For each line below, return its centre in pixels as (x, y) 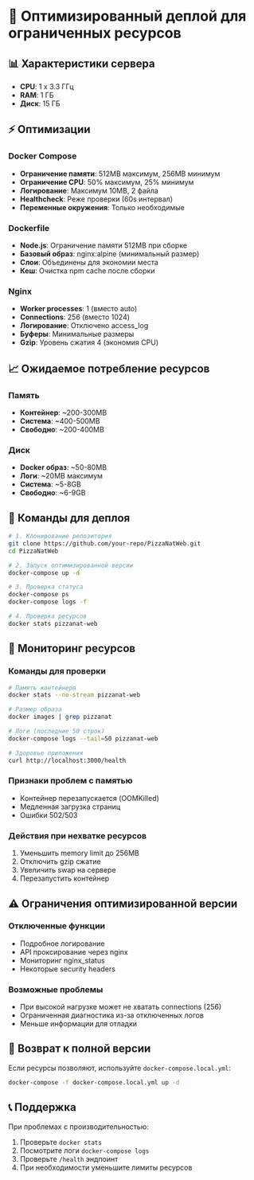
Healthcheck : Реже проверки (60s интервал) (96, 199)
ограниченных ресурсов (95, 33)
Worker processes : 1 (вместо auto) (78, 309)
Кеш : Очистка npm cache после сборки (87, 271)
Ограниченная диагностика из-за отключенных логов (112, 1015)
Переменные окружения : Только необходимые (102, 207)
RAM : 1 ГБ (37, 95)
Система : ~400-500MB (60, 420)
